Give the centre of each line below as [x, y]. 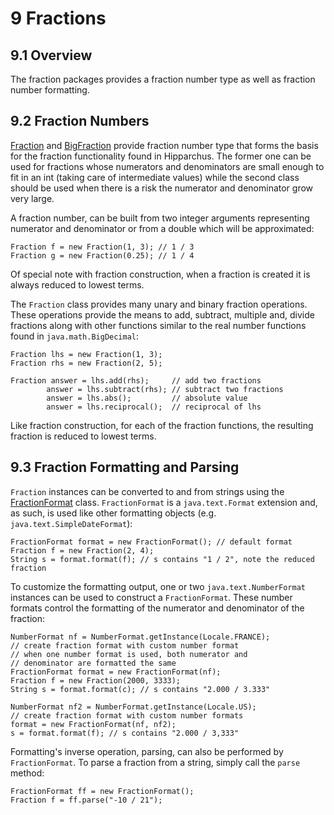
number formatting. [50, 90]
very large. [32, 198]
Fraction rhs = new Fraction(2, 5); [86, 363]
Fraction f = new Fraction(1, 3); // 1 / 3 [102, 247]
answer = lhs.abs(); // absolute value [147, 398]
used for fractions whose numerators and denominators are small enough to [167, 166]
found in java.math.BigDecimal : [75, 336]
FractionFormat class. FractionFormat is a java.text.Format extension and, [164, 502]
